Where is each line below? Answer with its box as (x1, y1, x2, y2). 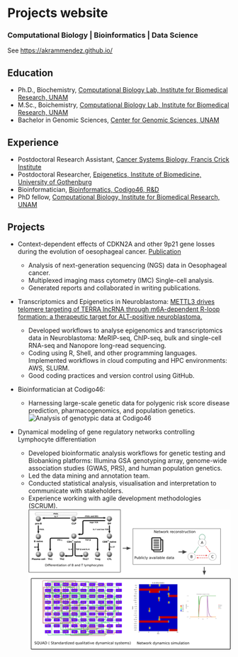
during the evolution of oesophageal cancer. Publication (17, 247, 181, 256)
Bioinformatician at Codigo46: (17, 385, 106, 393)
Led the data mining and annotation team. (28, 471, 150, 480)
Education (7, 67, 54, 79)
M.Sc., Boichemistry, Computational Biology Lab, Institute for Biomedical (17, 101, 229, 109)
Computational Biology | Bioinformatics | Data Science (7, 30, 198, 40)
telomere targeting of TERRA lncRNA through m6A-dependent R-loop (17, 305, 220, 313)
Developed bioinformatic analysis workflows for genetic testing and (28, 449, 225, 457)
